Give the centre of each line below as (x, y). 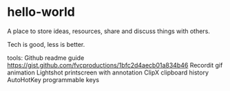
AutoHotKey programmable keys (53, 79)
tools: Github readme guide (46, 58)
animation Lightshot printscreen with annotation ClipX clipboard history (108, 72)
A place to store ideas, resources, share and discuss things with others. (108, 31)
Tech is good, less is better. (46, 44)
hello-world (41, 12)
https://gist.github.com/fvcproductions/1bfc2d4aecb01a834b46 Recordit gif (115, 65)
